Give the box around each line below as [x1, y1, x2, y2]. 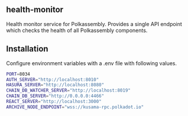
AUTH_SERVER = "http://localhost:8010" [6, 76, 99, 82]
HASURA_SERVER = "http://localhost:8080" [6, 82, 105, 88]
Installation [6, 44, 48, 54]
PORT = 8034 [6, 71, 31, 77]
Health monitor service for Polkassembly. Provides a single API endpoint [6, 20, 182, 27]
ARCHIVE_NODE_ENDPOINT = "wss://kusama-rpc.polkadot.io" [6, 104, 144, 110]
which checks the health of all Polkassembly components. [6, 27, 148, 34]
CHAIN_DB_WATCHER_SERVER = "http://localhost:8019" [6, 88, 131, 94]
